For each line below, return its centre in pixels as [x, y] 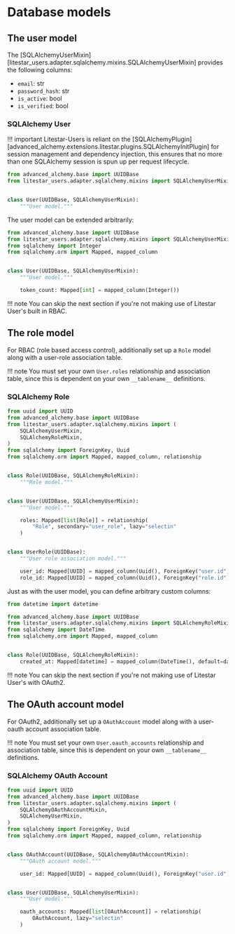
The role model [41, 333]
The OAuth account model [66, 705]
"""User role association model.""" [73, 559]
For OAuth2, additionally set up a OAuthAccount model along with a [102, 721]
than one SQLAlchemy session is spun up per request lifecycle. [98, 161]
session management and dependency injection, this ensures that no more [115, 154]
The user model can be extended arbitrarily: [71, 220]
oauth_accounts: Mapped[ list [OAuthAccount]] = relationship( [111, 912]
